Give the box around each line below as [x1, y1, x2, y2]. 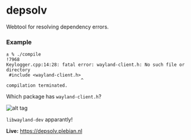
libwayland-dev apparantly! [6, 116, 73, 123]
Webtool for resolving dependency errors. [6, 23, 109, 30]
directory [6, 67, 31, 73]
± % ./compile [6, 52, 42, 58]
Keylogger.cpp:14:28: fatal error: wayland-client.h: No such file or [6, 62, 185, 68]
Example [6, 38, 32, 46]
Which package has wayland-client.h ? [6, 93, 102, 100]
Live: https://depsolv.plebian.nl [6, 128, 83, 135]
